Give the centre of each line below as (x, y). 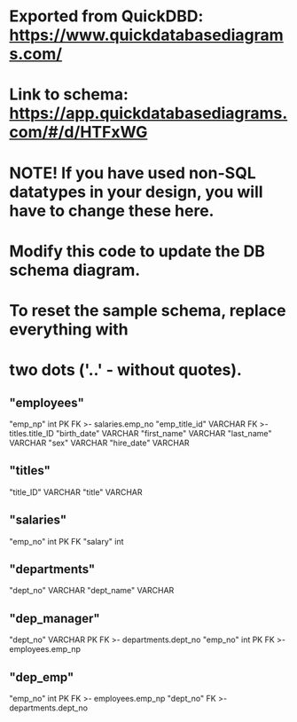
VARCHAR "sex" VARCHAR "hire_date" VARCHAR (99, 443)
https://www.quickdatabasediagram (146, 35)
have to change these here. (112, 211)
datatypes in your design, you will (136, 192)
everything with (69, 329)
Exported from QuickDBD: (106, 16)
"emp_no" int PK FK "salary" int (66, 541)
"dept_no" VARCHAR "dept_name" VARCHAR (92, 591)
